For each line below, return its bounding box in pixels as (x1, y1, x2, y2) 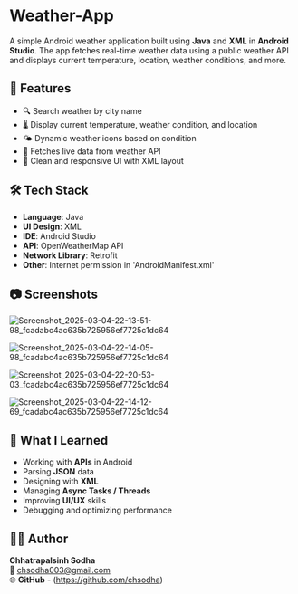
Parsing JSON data (22, 466, 95, 477)
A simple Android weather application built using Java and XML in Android (9, 35, 290, 46)
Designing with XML (22, 476, 99, 487)
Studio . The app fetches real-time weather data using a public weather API (9, 44, 290, 55)
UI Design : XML (22, 221, 82, 232)
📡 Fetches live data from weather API (22, 146, 161, 157)
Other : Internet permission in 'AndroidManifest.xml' (22, 259, 215, 270)
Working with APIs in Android (22, 456, 133, 467)
